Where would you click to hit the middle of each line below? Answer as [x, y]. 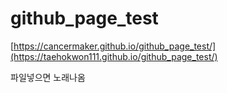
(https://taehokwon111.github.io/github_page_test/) [114, 56]
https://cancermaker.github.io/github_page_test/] [115, 46]
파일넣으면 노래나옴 [48, 77]
